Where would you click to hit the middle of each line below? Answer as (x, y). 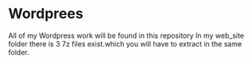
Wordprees (46, 14)
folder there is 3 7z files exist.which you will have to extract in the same (125, 43)
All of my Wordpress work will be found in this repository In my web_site (126, 35)
